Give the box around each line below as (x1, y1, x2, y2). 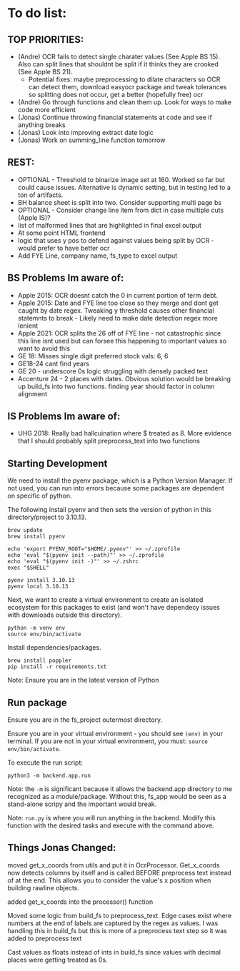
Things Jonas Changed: (7, 842, 116, 854)
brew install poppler (7, 657, 72, 665)
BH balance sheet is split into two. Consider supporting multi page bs (17, 198, 222, 206)
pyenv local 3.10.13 (7, 583, 69, 590)
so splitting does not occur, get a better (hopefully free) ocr (28, 91, 204, 99)
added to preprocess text (7, 934, 82, 942)
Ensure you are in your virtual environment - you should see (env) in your (7, 730, 224, 738)
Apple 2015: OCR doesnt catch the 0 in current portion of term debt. (17, 291, 219, 299)
